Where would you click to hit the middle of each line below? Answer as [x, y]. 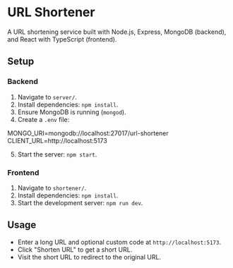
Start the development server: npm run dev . [80, 202]
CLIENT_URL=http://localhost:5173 [57, 140]
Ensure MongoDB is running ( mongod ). [72, 112]
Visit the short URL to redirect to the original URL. [89, 257]
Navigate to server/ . [47, 97]
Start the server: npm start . [57, 154]
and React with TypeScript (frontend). [62, 39]
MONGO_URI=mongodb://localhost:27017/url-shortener [88, 133]
